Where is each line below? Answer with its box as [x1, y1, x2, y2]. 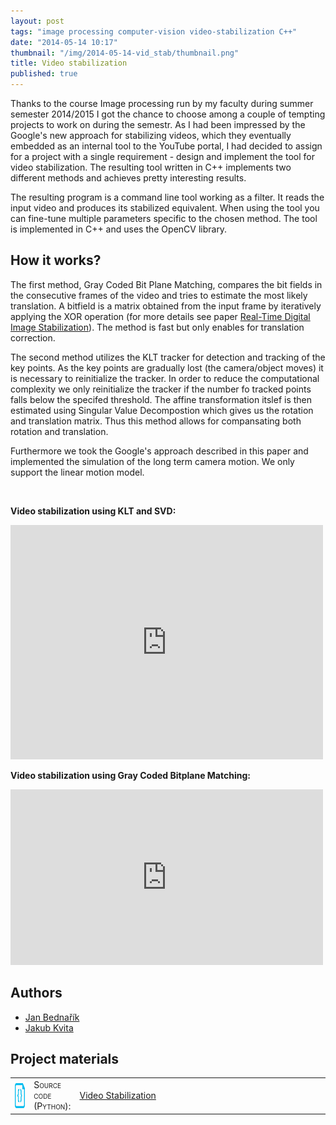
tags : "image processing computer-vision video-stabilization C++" [10, 26, 298, 37]
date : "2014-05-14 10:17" [10, 37, 118, 47]
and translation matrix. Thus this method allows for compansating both [10, 415, 302, 427]
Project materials [10, 1051, 120, 1068]
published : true [10, 69, 78, 79]
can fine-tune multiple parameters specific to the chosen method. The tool [10, 213, 318, 224]
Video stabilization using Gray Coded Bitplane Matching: [10, 769, 251, 781]
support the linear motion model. [10, 466, 145, 478]
